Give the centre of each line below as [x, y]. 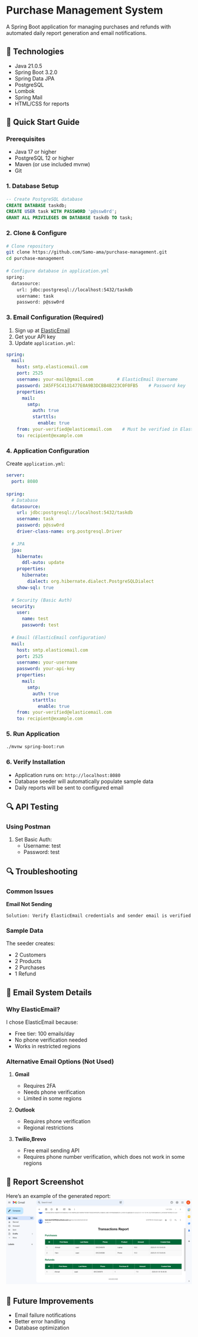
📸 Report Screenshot [45, 1182]
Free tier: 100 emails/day [44, 1033]
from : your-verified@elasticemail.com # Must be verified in [97, 430]
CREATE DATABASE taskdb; [37, 205]
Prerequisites [26, 139]
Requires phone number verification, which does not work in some [104, 1157]
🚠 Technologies [35, 52]
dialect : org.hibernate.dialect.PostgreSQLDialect [91, 581]
